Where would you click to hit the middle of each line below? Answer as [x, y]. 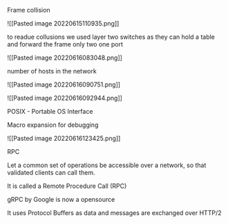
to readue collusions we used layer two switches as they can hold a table [111, 37]
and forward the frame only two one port [65, 44]
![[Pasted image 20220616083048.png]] [65, 58]
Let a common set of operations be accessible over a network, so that [107, 165]
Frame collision [29, 10]
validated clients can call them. [51, 172]
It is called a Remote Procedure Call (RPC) [67, 186]
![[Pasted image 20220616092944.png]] [65, 98]
